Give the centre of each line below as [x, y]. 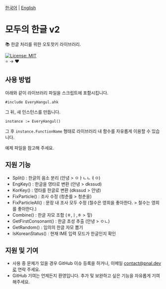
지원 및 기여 [22, 250]
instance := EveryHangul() [33, 121]
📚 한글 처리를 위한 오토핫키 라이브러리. [43, 44]
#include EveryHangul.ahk [32, 102]
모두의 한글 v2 [33, 30]
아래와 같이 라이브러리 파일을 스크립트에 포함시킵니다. [57, 93]
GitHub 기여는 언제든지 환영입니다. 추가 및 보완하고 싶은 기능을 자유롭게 [82, 276]
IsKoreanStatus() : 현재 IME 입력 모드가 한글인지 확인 [64, 233]
